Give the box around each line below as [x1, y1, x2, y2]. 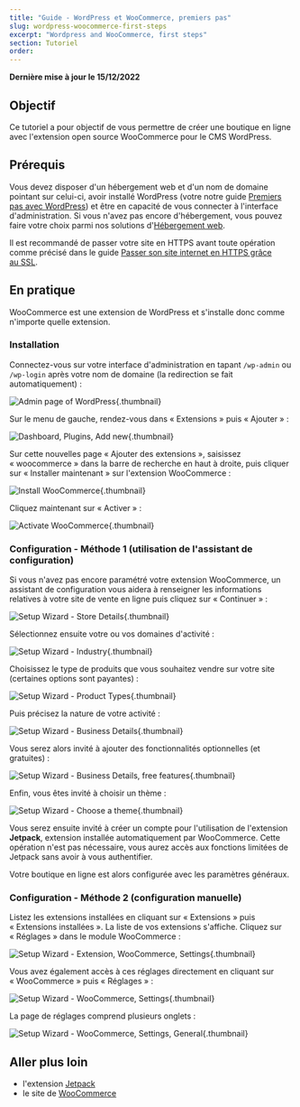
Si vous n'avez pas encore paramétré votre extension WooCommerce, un [9, 574, 281, 585]
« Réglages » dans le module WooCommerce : [9, 931, 181, 942]
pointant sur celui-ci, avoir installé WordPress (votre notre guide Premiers [9, 191, 282, 201]
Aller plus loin [9, 1054, 88, 1070]
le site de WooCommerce [22, 1088, 117, 1099]
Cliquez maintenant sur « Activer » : [9, 502, 142, 513]
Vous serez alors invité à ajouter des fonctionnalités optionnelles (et [9, 743, 261, 754]
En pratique [9, 283, 76, 298]
